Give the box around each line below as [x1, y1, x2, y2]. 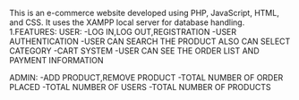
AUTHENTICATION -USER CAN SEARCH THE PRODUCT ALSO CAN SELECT [9, 36, 291, 46]
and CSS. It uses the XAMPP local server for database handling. [9, 17, 245, 28]
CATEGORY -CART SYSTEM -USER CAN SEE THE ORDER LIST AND [9, 46, 260, 56]
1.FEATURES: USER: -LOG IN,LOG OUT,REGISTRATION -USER [9, 27, 237, 37]
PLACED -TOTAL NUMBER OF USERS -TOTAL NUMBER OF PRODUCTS [9, 82, 271, 92]
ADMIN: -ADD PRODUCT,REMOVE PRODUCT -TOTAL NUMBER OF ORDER [9, 72, 284, 83]
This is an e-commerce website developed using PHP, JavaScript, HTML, [9, 8, 279, 18]
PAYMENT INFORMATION [9, 55, 105, 65]
